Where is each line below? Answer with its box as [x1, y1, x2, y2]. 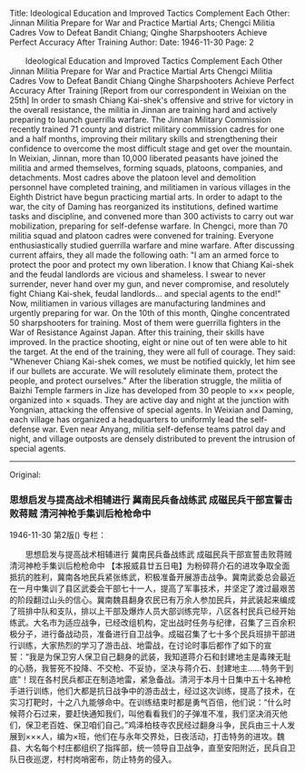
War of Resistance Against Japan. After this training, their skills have [9, 327, 265, 338]
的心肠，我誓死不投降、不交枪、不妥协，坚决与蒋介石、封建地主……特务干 [9, 663, 286, 674]
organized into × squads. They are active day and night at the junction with [9, 395, 290, 405]
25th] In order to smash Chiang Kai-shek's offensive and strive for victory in [9, 95, 293, 106]
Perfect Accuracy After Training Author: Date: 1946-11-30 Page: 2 [9, 36, 254, 47]
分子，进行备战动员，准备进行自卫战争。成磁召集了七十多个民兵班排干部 [16, 628, 288, 640]
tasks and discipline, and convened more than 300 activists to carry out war [9, 211, 294, 221]
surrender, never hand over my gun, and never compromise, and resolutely [9, 279, 290, 290]
